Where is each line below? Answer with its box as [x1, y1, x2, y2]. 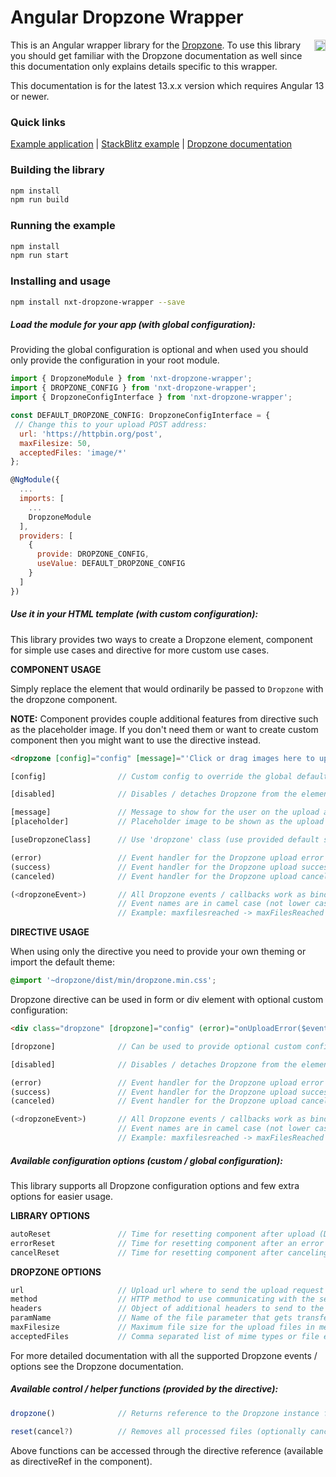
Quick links [10, 115, 67, 129]
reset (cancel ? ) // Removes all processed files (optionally [10, 1426, 307, 1436]
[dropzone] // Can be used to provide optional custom [10, 1041, 302, 1051]
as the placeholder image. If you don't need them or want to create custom [10, 723, 319, 735]
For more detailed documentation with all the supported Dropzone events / [10, 1349, 318, 1361]
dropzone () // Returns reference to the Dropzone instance [10, 1408, 320, 1418]
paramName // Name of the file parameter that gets [10, 1313, 293, 1323]
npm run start [10, 251, 70, 261]
